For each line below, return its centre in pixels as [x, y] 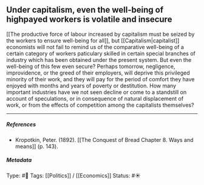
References [21, 124]
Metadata [19, 160]
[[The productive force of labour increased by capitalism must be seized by [100, 34]
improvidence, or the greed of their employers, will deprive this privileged [98, 73]
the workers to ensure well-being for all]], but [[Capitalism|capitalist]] [93, 40]
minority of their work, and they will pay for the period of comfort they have [100, 79]
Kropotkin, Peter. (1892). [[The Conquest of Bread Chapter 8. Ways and [104, 140]
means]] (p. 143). [37, 146]
